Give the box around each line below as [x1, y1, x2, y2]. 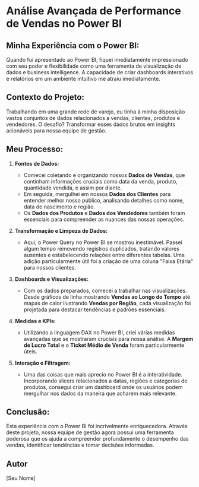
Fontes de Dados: [14, 160, 59, 167]
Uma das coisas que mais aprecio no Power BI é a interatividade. [23, 371, 183, 378]
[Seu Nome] [6, 475, 36, 482]
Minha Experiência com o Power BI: [6, 40, 140, 50]
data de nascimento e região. [23, 203, 96, 210]
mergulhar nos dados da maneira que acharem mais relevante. [23, 390, 177, 397]
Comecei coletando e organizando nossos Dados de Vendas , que [23, 171, 185, 179]
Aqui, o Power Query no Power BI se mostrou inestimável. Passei [23, 239, 182, 246]
